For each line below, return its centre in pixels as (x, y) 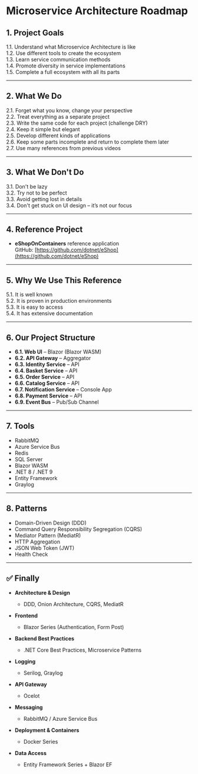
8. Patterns (27, 509)
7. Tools (20, 426)
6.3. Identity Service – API (47, 364)
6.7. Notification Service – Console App (63, 390)
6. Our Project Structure (51, 337)
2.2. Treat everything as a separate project (58, 116)
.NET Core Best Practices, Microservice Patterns (82, 650)
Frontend (26, 616)
